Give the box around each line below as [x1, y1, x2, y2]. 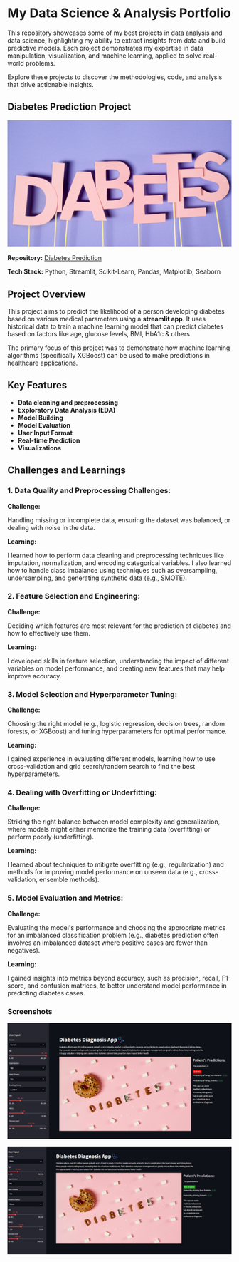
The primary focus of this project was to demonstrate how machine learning [7, 343, 230, 352]
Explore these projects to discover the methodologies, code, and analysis [7, 73, 223, 81]
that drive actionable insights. [7, 80, 94, 88]
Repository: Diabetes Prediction [7, 254, 102, 262]
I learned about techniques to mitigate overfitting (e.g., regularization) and [7, 860, 224, 869]
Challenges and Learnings [7, 465, 127, 477]
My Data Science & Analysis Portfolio [7, 5, 231, 21]
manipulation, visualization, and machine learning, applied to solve [7, 51, 202, 60]
